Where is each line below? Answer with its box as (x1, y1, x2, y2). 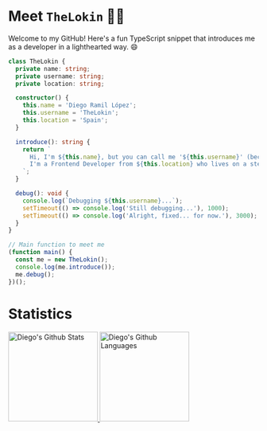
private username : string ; (15, 72, 105, 80)
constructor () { (15, 94, 69, 102)
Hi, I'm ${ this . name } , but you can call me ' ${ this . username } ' (29, 153, 244, 161)
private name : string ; (15, 65, 91, 72)
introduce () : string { (15, 138, 91, 146)
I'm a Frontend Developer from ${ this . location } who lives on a (29, 160, 247, 168)
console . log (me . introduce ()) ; (15, 263, 115, 271)
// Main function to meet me (8, 241, 105, 249)
